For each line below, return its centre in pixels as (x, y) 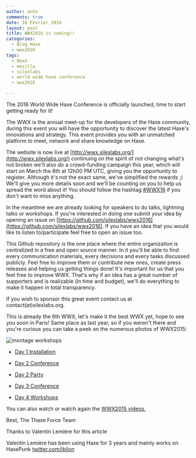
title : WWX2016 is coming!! (41, 34)
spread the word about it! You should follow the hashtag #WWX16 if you (93, 190)
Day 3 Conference (37, 386)
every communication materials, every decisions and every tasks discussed (98, 256)
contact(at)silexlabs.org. (36, 305)
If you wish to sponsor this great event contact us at (69, 299)
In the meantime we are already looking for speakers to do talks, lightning (95, 207)
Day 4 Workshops (36, 397)
